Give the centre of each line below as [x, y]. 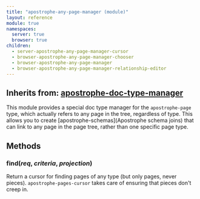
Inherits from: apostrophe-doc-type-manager [95, 93]
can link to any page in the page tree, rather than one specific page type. [98, 127]
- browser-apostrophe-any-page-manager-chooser [73, 57]
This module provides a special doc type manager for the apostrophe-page [99, 107]
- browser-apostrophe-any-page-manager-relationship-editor [89, 68]
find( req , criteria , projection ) [49, 163]
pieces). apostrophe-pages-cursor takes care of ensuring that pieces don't [99, 183]
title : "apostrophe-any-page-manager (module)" [68, 12]
